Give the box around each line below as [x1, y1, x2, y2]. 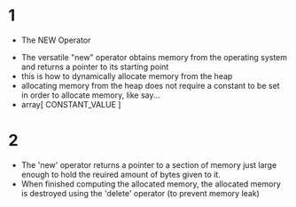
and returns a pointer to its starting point [20, 61, 169, 72]
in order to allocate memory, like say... [20, 90, 160, 100]
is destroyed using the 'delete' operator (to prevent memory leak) [20, 187, 261, 198]
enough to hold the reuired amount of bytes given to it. [20, 169, 221, 179]
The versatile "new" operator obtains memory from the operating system [20, 52, 288, 62]
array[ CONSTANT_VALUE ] [20, 99, 121, 109]
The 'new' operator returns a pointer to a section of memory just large [20, 159, 277, 170]
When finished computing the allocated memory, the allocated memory [20, 179, 281, 189]
